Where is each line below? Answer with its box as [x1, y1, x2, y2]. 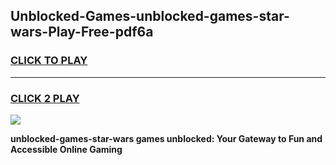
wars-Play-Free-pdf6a [10, 24, 154, 41]
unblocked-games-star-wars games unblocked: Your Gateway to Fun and [10, 132, 323, 144]
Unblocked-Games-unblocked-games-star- [10, 8, 290, 25]
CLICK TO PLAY [10, 54, 88, 68]
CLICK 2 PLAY [10, 91, 80, 105]
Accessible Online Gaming [10, 143, 123, 155]
